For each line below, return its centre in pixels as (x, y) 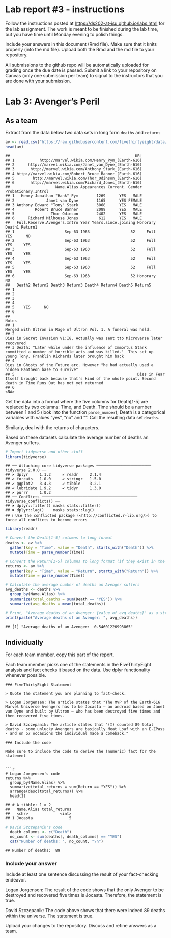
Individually (24, 642)
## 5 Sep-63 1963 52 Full (81, 267)
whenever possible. (26, 675)
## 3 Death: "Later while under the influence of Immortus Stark (76, 347)
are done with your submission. (38, 81)
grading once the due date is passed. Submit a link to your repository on (81, 70)
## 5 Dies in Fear (85, 374)
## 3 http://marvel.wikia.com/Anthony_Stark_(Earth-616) (74, 169)
